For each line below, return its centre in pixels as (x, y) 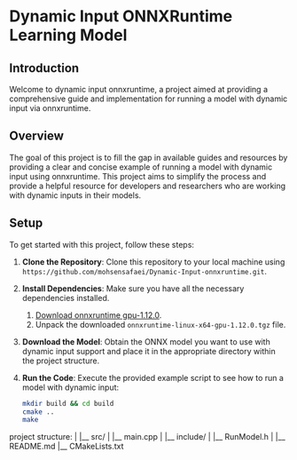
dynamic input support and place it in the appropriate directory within (149, 351)
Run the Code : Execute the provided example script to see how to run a (152, 377)
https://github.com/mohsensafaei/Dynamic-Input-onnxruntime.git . (145, 271)
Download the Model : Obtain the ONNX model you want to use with (146, 341)
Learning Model (68, 35)
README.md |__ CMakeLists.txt (66, 447)
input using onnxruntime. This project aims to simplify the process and (138, 176)
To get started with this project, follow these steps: (102, 244)
